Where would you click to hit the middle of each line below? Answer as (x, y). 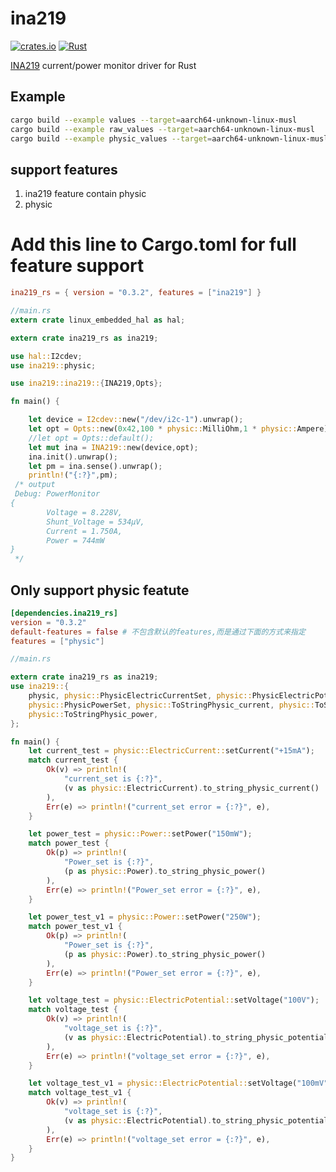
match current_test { (73, 760)
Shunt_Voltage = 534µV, (95, 522)
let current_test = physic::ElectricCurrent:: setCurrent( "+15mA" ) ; (171, 751)
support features (64, 169)
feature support (77, 266)
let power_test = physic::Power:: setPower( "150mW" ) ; (140, 834)
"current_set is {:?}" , (113, 779)
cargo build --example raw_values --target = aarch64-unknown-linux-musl (162, 129)
